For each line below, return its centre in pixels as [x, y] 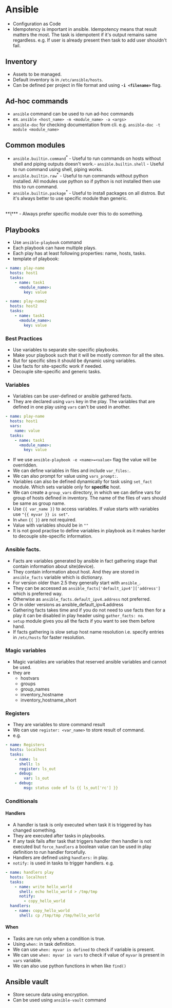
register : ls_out [37, 769]
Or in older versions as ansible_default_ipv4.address [68, 604]
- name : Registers [25, 745]
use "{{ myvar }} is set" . [41, 514]
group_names [35, 689]
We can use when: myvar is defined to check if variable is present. [84, 949]
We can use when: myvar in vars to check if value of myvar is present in [89, 955]
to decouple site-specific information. [52, 536]
